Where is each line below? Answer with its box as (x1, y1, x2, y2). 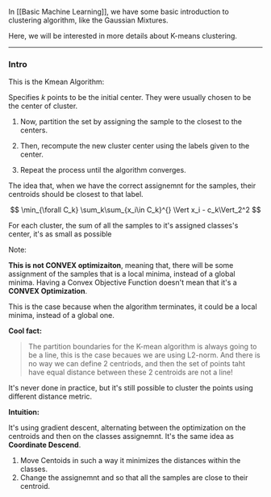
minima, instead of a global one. (8, 311, 115, 320)
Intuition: (8, 407, 40, 417)
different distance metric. (8, 391, 93, 402)
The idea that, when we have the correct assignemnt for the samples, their (8, 181, 256, 190)
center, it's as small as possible (8, 229, 112, 239)
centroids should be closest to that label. (8, 190, 144, 199)
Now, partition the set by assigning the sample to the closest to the (19, 117, 242, 127)
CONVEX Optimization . (8, 286, 87, 296)
